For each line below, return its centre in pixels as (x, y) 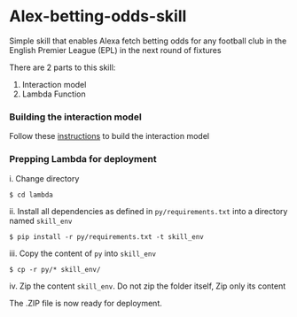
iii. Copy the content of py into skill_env (83, 253)
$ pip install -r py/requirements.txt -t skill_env (106, 236)
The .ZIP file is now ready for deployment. (86, 303)
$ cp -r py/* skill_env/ (55, 269)
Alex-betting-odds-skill (98, 16)
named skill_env (41, 220)
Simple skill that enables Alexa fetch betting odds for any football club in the (148, 41)
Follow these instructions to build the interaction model (109, 136)
